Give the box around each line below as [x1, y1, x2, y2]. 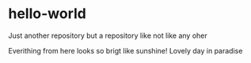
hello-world [8, 5, 87, 23]
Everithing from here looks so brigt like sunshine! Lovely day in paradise [8, 46, 243, 55]
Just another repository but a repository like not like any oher [8, 31, 207, 40]
